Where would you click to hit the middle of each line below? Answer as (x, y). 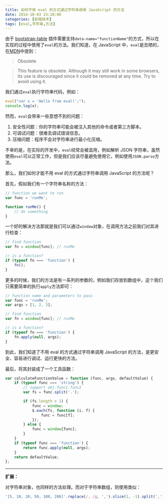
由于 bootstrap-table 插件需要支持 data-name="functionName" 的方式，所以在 (82, 39)
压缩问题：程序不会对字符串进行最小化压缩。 (58, 139)
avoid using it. (32, 82)
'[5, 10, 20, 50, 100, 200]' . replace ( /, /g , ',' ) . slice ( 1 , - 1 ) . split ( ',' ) (85, 497)
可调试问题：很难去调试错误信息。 (47, 133)
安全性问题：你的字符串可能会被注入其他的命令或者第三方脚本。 (78, 127)
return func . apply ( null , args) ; (57, 448)
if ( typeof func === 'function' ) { (51, 443)
